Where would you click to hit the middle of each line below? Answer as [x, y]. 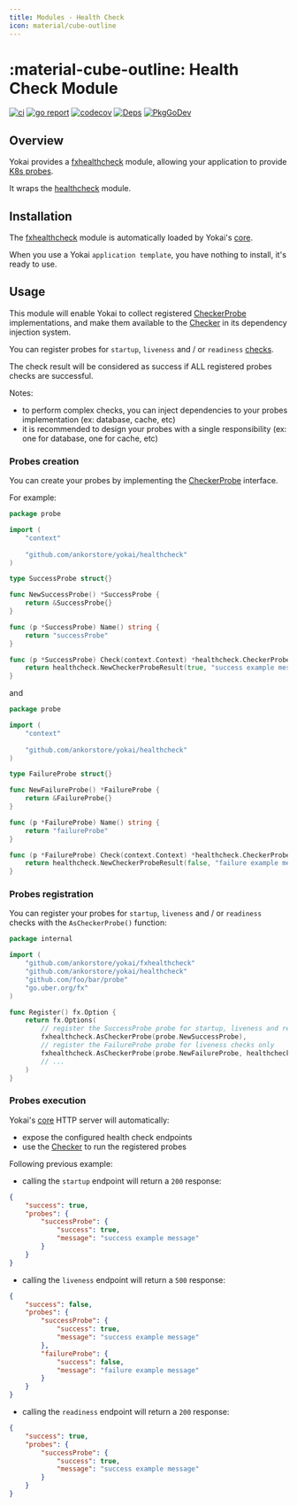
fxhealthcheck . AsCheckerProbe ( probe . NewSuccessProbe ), [144, 1037]
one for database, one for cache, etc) [90, 438]
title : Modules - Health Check [67, 17]
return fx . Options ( [61, 1020]
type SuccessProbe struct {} [61, 579]
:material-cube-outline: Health [124, 70]
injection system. [40, 332]
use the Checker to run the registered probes [104, 1147]
